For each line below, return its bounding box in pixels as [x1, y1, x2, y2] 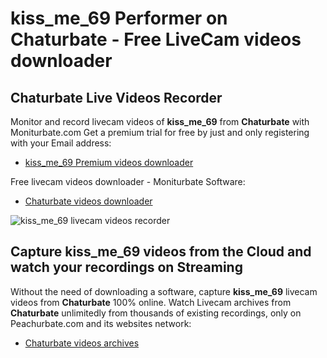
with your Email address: [10, 137, 112, 149]
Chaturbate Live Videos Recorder [10, 89, 223, 106]
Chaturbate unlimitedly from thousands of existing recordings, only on [10, 307, 302, 319]
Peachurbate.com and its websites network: [10, 317, 192, 329]
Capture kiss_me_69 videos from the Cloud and [10, 243, 312, 261]
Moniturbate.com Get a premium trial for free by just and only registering [10, 127, 310, 138]
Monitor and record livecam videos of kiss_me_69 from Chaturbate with [10, 116, 310, 127]
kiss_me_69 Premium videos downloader [24, 157, 194, 168]
